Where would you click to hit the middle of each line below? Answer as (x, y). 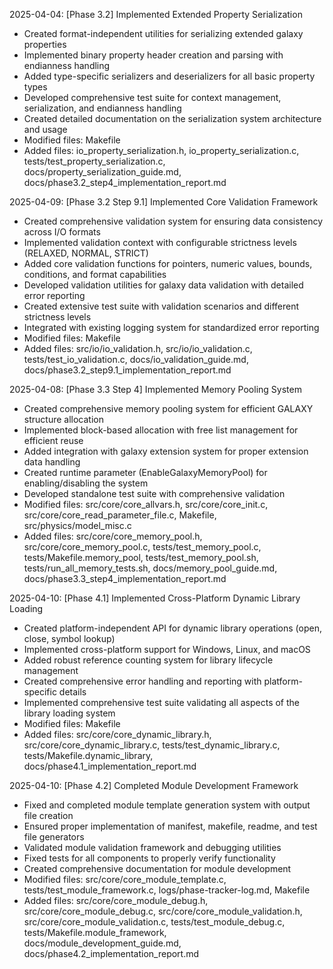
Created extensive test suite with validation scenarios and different (161, 306)
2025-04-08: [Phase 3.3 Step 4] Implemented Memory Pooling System (155, 389)
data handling (52, 462)
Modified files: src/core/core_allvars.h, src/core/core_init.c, (146, 504)
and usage (45, 129)
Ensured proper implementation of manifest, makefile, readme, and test (170, 826)
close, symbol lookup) (69, 638)
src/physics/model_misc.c (77, 525)
